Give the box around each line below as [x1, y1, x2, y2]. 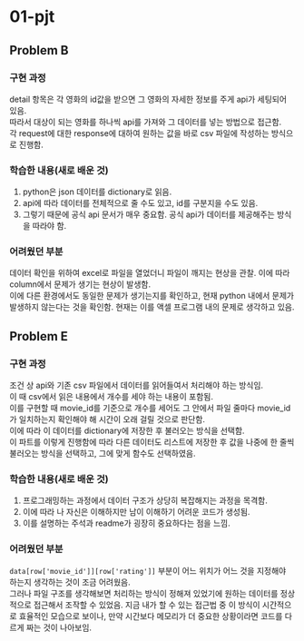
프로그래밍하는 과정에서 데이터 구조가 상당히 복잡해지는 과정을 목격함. [22, 495, 268, 506]
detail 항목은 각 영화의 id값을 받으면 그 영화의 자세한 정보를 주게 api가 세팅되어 [9, 94, 288, 104]
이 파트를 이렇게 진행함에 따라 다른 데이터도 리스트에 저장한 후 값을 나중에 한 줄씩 [9, 437, 295, 448]
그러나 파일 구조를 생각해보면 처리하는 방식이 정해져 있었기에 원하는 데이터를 [9, 587, 279, 598]
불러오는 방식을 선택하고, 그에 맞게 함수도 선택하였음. [9, 448, 196, 459]
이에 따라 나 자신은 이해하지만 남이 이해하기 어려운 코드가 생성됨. [22, 507, 250, 518]
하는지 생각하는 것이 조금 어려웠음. [9, 577, 131, 587]
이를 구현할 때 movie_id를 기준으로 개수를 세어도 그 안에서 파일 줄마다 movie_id [9, 402, 291, 414]
